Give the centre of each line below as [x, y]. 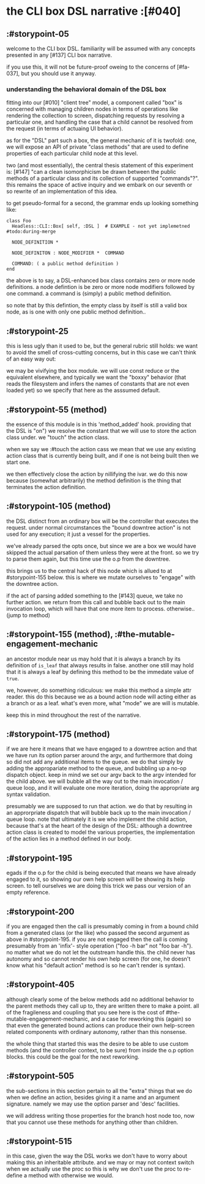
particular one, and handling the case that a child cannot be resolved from [100, 122]
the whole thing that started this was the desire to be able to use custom [97, 1043]
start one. [18, 462]
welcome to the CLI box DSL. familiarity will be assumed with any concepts [101, 48]
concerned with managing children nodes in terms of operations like [92, 109]
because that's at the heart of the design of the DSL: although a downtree [99, 826]
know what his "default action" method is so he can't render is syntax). [96, 965]
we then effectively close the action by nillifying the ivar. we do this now [97, 474]
